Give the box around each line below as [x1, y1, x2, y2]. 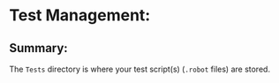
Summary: [9, 41, 68, 56]
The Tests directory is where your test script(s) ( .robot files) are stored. [9, 64, 271, 74]
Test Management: [9, 5, 151, 26]
